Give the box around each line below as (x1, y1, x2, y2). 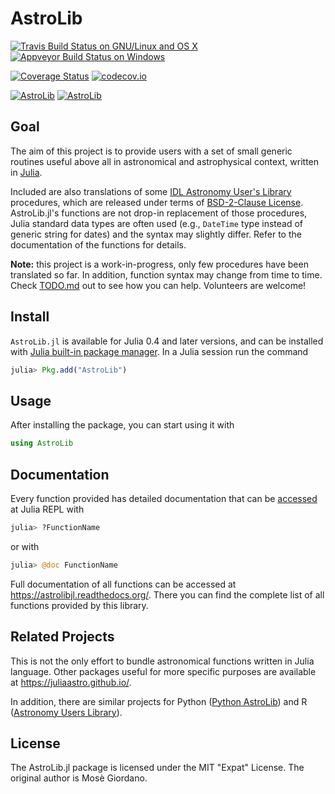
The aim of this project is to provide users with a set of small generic (10, 145, 293, 157)
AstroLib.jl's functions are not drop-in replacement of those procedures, (10, 207, 308, 219)
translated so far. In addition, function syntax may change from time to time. (10, 268, 323, 281)
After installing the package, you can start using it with (10, 419, 235, 431)
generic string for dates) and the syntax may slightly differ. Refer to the (10, 228, 302, 240)
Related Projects (10, 628, 115, 646)
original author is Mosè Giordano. (10, 772, 148, 784)
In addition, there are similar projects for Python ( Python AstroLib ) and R (10, 695, 308, 707)
